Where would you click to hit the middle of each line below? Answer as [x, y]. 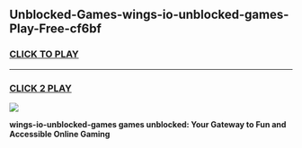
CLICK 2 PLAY [40, 88]
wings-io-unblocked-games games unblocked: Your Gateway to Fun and [148, 124]
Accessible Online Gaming [60, 134]
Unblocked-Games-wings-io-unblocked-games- [149, 15]
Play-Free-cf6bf [55, 29]
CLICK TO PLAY [44, 55]
